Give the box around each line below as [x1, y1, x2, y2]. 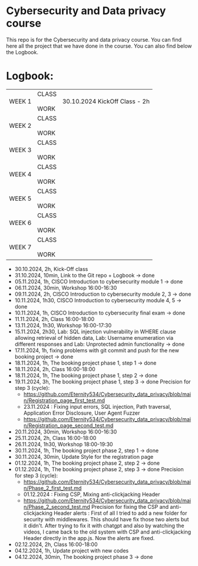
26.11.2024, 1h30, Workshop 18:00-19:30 [14, 441, 113, 448]
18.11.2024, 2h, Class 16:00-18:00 [14, 365, 95, 372]
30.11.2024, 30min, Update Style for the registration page [14, 453, 154, 460]
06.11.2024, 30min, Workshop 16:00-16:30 [14, 284, 117, 291]
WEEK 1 [9, 97, 32, 105]
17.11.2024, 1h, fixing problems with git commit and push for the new [14, 346, 180, 354]
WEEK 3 [9, 145, 32, 154]
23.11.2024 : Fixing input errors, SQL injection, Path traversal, [23, 403, 171, 410]
